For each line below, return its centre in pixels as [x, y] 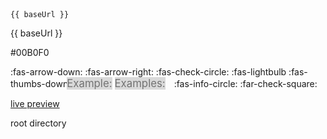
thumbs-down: [41, 83]
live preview [35, 103]
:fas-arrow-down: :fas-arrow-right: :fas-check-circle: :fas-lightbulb [148, 72]
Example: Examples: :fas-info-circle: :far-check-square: [192, 83]
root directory [38, 123]
